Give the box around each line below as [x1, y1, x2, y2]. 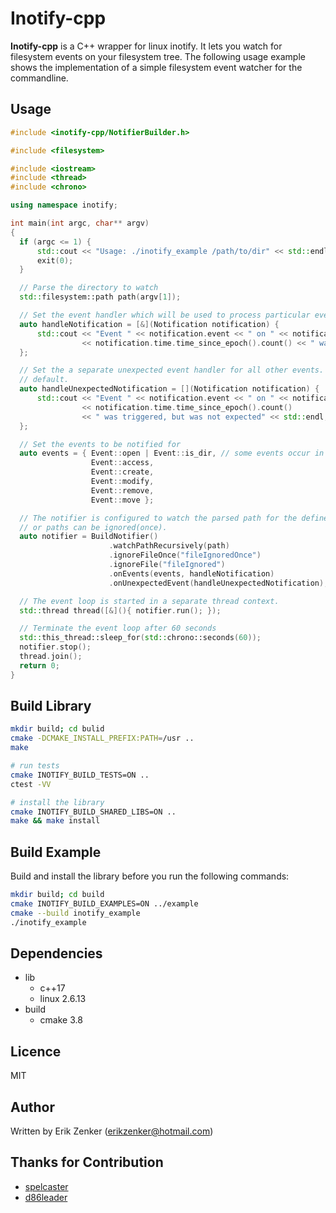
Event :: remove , [90, 485, 155, 496]
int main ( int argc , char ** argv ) [10, 218, 150, 228]
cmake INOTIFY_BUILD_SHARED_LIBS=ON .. [10, 807, 177, 817]
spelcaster [24, 1180, 69, 1192]
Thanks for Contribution [10, 1154, 164, 1171]
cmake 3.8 [39, 1014, 83, 1026]
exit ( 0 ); [36, 255, 74, 266]
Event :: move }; [90, 495, 155, 505]
